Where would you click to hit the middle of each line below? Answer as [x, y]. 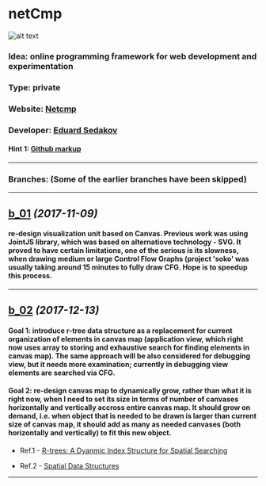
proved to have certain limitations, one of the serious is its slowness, [123, 251]
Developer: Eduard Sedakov [63, 130]
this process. [30, 276]
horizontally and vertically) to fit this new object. [90, 433]
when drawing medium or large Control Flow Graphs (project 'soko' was [129, 259]
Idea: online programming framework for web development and [133, 56]
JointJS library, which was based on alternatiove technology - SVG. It [125, 242]
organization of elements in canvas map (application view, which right [126, 339]
